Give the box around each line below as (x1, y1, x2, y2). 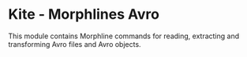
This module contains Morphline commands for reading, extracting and (8, 31, 239, 41)
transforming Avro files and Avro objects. (8, 39, 141, 48)
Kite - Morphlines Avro (8, 5, 160, 23)
